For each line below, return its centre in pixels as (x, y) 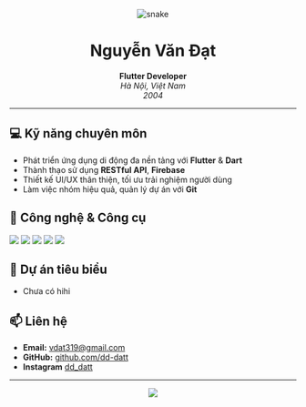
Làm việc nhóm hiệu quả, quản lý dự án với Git (110, 189)
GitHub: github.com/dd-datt (76, 357)
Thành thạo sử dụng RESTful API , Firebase (104, 169)
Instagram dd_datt (57, 367)
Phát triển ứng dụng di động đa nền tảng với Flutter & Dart (133, 160)
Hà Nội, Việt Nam (153, 86)
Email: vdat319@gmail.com (74, 348)
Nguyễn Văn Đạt (153, 51)
